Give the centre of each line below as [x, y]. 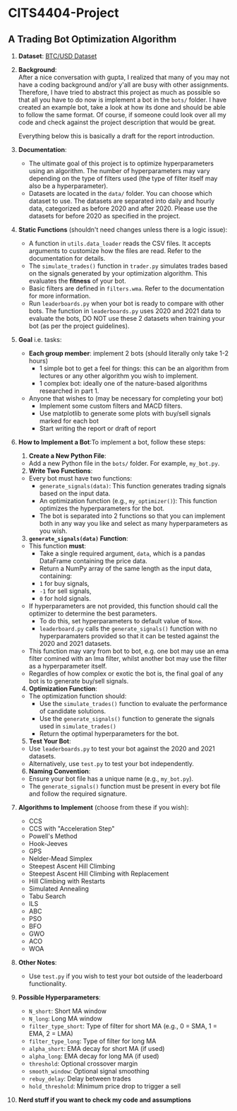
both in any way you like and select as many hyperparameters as [134, 523]
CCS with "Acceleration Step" [72, 829]
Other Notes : [37, 962]
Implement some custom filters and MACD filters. [111, 406]
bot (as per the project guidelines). [79, 326]
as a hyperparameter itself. [68, 666]
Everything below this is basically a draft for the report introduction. [116, 136]
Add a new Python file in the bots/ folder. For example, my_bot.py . [124, 463]
